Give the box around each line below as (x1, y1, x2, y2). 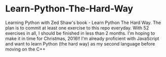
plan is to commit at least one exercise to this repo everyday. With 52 (5, 24, 149, 30)
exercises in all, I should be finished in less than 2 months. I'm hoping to (5, 30, 155, 36)
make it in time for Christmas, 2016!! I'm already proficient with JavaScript (5, 35, 159, 41)
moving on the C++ (5, 46, 46, 52)
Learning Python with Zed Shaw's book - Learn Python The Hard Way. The (5, 19, 161, 25)
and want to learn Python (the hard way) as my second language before (5, 40, 155, 46)
